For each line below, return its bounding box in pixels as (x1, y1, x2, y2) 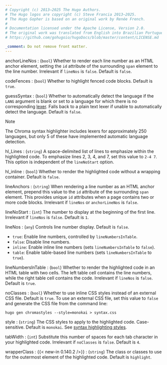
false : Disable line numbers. (12, 239, 71, 244)
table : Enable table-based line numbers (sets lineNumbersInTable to (12, 249, 152, 255)
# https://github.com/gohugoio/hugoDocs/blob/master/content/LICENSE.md (5, 35, 159, 40)
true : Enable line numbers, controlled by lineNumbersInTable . (12, 234, 138, 240)
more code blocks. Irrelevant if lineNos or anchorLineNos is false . (5, 199, 139, 205)
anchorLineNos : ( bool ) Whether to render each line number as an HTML (5, 58, 154, 64)
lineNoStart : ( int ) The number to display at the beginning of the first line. (5, 209, 156, 215)
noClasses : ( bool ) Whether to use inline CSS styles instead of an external (5, 290, 157, 296)
